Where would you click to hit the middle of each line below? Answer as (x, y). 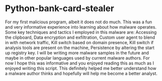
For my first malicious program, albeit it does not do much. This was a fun (79, 22)
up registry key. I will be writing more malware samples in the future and (77, 53)
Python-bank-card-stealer (60, 8)
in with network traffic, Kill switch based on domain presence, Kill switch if (79, 42)
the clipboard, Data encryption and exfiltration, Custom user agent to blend (80, 37)
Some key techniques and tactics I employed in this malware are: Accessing (81, 32)
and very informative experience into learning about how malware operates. (81, 27)
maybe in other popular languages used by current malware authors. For (77, 58)
